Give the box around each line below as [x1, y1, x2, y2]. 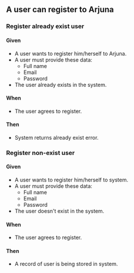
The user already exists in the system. [14, 81, 107, 88]
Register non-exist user [6, 149, 75, 157]
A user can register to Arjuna [6, 5, 115, 15]
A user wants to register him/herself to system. [14, 176, 129, 184]
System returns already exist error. [14, 134, 99, 141]
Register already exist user [6, 22, 85, 31]
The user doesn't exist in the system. [14, 208, 105, 215]
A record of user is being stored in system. [14, 261, 118, 268]
